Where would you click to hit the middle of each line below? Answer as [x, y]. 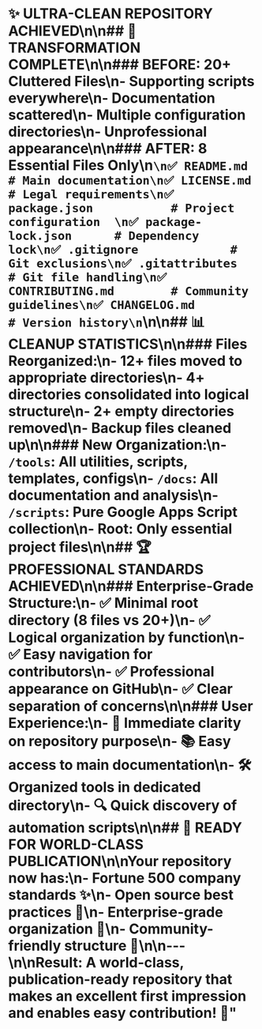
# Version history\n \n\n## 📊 [107, 322]
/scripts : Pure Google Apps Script [123, 513]
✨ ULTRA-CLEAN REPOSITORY [110, 14]
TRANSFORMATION [75, 48]
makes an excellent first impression [127, 996]
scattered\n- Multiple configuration [127, 115]
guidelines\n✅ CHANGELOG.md [102, 305]
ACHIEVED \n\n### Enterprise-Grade [131, 586]
